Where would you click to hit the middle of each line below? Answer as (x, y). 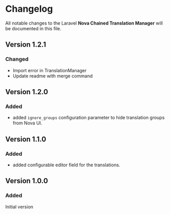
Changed (17, 59)
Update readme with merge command (53, 76)
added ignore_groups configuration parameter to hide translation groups (89, 118)
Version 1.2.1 (26, 45)
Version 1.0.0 (27, 181)
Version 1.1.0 (26, 139)
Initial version (19, 207)
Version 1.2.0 (27, 92)
